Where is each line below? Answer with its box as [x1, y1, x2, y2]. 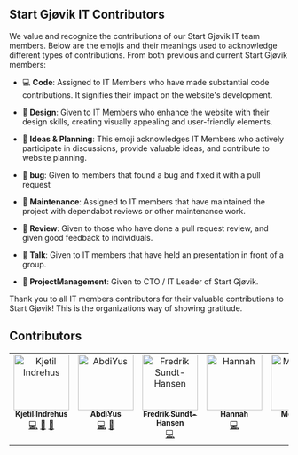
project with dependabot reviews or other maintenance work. [21, 205, 246, 216]
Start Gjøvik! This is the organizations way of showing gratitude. [9, 302, 243, 314]
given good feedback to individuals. [21, 232, 153, 243]
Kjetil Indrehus [14, 409, 68, 419]
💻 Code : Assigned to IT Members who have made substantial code [21, 76, 270, 87]
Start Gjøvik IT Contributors [9, 7, 166, 22]
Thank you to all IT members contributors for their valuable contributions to [9, 293, 284, 304]
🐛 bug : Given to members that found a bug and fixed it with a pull [21, 169, 261, 180]
